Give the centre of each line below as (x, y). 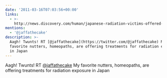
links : (12, 14)
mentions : (15, 28)
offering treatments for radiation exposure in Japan (57, 70)
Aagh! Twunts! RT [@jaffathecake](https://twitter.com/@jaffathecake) (84, 42)
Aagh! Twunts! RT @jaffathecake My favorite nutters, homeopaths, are (77, 65)
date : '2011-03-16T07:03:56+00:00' (42, 10)
